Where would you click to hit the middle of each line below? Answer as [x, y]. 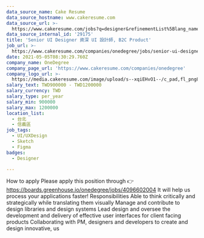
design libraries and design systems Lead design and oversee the [89, 209]
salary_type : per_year [35, 96]
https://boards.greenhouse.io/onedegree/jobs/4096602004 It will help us [98, 190]
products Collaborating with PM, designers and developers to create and [97, 222]
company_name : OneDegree [38, 62]
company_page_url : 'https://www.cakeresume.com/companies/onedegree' [96, 68]
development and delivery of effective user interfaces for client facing [94, 216]
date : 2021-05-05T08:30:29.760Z [47, 57]
